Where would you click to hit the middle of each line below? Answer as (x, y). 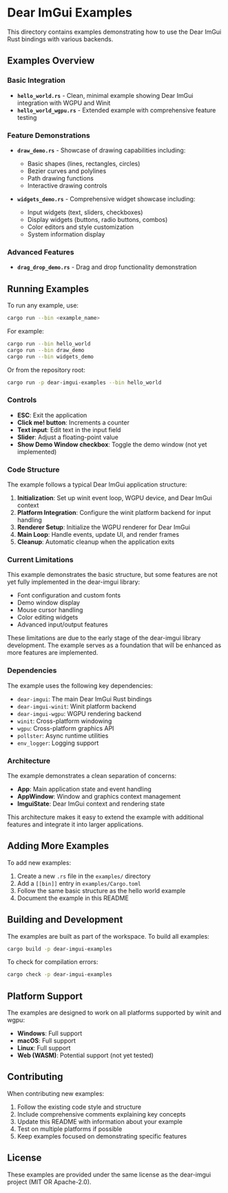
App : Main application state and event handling (84, 789)
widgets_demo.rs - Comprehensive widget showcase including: (106, 198)
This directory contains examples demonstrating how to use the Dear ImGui (114, 32)
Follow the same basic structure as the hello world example (101, 890)
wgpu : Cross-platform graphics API (65, 728)
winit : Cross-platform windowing (64, 721)
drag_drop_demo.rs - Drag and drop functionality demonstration (107, 267)
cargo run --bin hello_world (49, 344)
